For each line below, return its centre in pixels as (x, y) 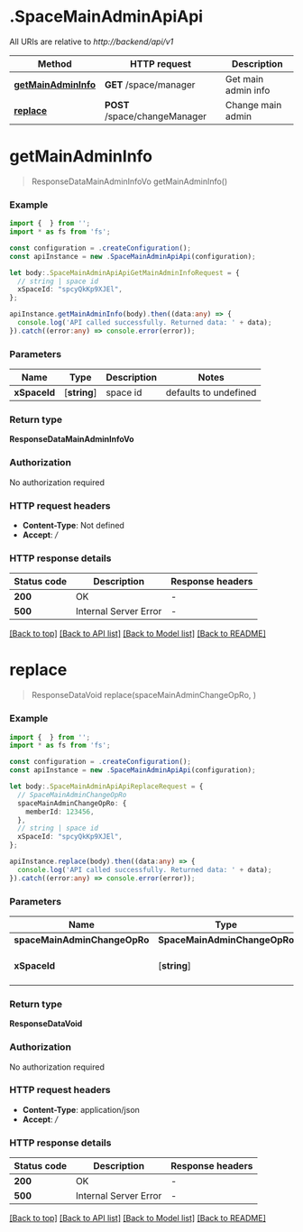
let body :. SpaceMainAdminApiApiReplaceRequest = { (106, 786)
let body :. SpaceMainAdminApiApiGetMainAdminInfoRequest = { (125, 272)
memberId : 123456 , (60, 812)
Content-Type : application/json (81, 1109)
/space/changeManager (156, 116)
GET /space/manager (150, 85)
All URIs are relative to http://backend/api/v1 (92, 41)
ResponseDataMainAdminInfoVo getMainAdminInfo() (129, 181)
